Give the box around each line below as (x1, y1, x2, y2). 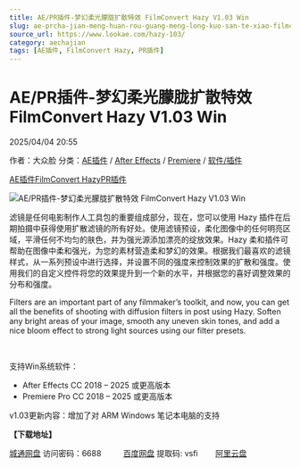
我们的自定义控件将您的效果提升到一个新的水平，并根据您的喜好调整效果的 (16, 268, 291, 279)
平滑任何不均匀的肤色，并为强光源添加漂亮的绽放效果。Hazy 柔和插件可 (24, 234, 288, 246)
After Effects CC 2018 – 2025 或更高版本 (21, 380, 171, 391)
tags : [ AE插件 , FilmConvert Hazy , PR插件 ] (9, 46, 164, 55)
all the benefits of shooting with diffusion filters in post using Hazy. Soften (9, 306, 281, 317)
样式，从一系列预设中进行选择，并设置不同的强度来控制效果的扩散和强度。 (9, 256, 283, 268)
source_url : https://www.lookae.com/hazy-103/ (9, 29, 186, 38)
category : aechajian (9, 38, 87, 47)
